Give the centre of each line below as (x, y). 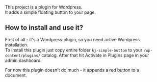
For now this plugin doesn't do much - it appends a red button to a (72, 70)
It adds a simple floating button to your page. (51, 12)
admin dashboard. (24, 60)
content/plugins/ (23, 55)
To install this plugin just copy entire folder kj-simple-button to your (74, 50)
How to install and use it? (44, 28)
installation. (17, 45)
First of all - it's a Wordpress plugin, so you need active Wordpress (72, 39)
